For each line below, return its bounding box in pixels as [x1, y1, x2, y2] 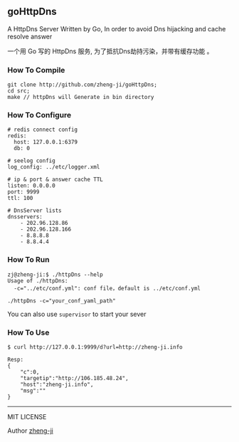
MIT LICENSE [7, 413, 47, 421]
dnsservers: [7, 214, 43, 221]
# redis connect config [7, 126, 78, 134]
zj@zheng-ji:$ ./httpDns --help [7, 270, 103, 278]
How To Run [7, 255, 50, 265]
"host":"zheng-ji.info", [20, 381, 94, 388]
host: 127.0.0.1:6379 [14, 139, 78, 146]
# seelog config [7, 157, 55, 164]
